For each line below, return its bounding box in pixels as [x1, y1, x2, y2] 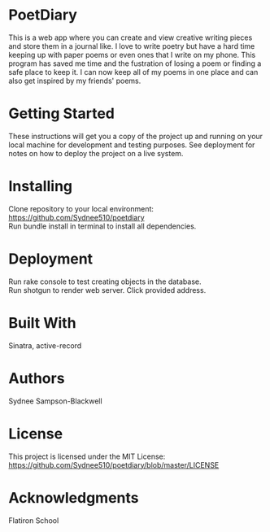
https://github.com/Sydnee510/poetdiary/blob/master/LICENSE [8, 460, 220, 469]
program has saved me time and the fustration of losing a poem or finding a [8, 59, 262, 68]
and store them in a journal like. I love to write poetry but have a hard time [8, 41, 255, 50]
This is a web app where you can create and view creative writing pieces [8, 33, 253, 42]
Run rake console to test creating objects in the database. [8, 277, 202, 286]
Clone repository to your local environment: [8, 203, 155, 213]
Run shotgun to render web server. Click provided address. [8, 285, 207, 294]
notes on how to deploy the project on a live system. [8, 148, 184, 158]
